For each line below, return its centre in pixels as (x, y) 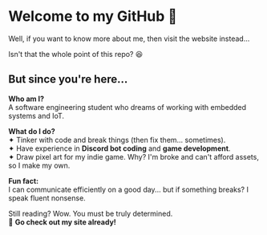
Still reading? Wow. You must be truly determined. (91, 213)
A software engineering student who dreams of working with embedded (127, 107)
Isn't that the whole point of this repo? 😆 (76, 54)
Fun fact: (23, 180)
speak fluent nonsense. (47, 198)
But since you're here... (68, 79)
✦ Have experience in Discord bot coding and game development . (119, 148)
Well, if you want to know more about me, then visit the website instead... (129, 38)
